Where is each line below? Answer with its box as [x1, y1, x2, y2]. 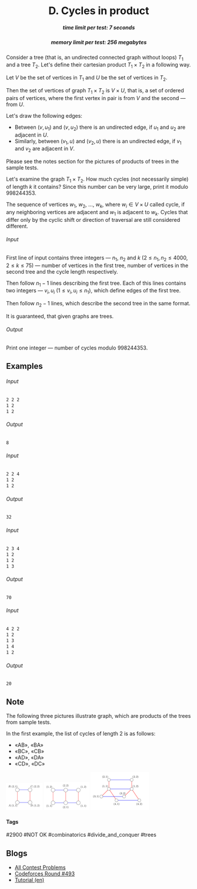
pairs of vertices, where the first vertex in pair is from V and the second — [6, 94, 186, 101]
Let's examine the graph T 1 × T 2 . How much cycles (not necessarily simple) [6, 175, 189, 184]
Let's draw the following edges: [6, 112, 82, 119]
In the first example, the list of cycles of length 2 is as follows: [6, 730, 156, 737]
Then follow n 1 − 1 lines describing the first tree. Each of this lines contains [6, 279, 186, 288]
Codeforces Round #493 [14, 870, 75, 877]
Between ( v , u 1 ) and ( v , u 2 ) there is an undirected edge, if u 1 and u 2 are [14, 124, 186, 132]
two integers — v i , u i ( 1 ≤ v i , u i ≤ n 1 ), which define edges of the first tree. [6, 287, 181, 295]
